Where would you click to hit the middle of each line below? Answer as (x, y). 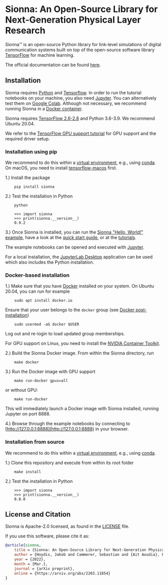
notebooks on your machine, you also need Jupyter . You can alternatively (81, 98)
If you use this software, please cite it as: (47, 536)
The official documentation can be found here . (53, 65)
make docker (26, 362)
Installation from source (35, 442)
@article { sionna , (23, 545)
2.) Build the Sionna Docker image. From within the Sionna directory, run (79, 353)
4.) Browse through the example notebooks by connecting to (68, 424)
